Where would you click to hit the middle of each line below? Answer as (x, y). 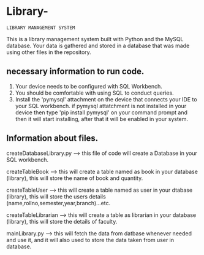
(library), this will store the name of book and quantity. (75, 178)
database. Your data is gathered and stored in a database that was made (98, 45)
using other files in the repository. (49, 52)
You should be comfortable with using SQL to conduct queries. (94, 93)
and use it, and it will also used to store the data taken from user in (90, 240)
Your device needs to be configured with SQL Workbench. (89, 86)
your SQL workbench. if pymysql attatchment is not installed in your (101, 106)
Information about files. (52, 139)
